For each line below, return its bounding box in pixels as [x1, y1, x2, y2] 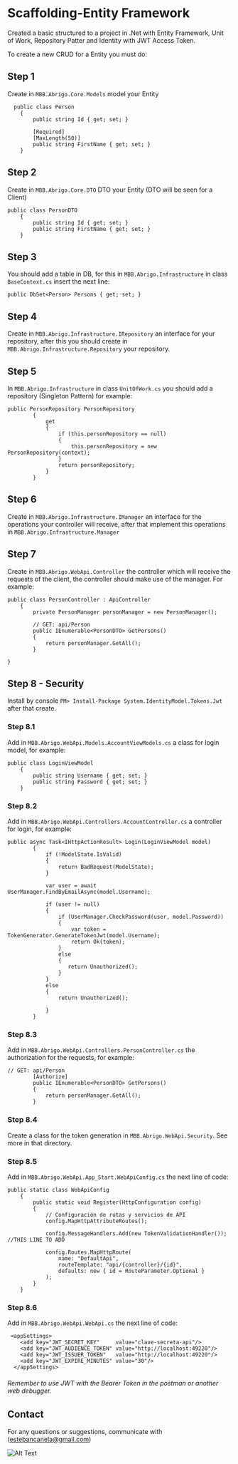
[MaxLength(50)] [33, 134, 81, 142]
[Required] [33, 128, 65, 135]
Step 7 [7, 548, 37, 560]
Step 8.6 [7, 1302, 38, 1312]
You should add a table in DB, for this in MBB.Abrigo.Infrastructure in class [7, 269, 228, 279]
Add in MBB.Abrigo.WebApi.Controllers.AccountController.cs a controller [7, 818, 222, 826]
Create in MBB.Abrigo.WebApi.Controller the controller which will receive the [7, 567, 231, 575]
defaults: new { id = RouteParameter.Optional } [58, 1267, 205, 1274]
